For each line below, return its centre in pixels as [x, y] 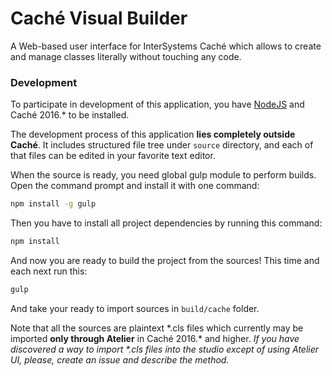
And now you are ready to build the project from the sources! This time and [165, 260]
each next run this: [49, 271]
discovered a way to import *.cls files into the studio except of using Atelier [165, 349]
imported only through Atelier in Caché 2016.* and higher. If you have [155, 338]
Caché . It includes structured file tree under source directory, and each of [162, 145]
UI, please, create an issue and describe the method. [120, 359]
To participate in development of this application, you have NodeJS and [157, 104]
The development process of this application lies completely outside [153, 134]
